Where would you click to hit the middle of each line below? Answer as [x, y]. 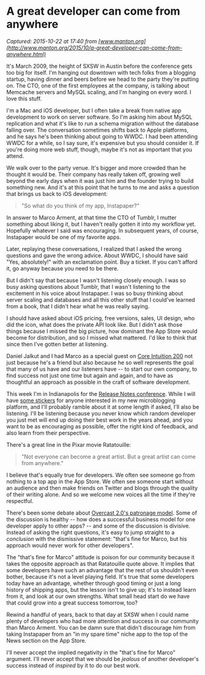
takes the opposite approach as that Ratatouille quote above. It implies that [100, 564]
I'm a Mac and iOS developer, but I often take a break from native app [94, 110]
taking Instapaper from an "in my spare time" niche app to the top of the [97, 634]
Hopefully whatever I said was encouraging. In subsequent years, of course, [102, 230]
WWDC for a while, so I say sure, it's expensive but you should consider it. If [102, 143]
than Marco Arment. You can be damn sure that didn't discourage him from [101, 627]
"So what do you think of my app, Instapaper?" [80, 206]
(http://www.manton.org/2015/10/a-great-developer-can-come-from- [94, 48]
